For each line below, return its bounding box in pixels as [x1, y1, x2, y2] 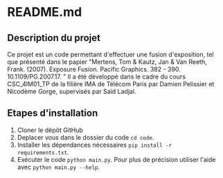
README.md [7, 4, 82, 20]
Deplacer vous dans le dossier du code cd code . [17, 133, 154, 141]
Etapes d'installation [7, 107, 98, 119]
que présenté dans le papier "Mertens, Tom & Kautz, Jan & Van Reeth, [7, 58, 207, 66]
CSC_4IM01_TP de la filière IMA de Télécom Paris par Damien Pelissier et [7, 80, 215, 88]
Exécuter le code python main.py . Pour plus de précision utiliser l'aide [17, 155, 216, 163]
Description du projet [7, 32, 101, 44]
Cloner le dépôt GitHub [17, 126, 83, 134]
